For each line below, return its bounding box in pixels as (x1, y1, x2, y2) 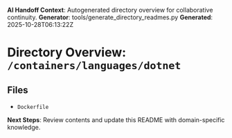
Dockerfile (17, 103, 49, 110)
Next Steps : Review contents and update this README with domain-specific (7, 116, 225, 124)
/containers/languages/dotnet (7, 59, 181, 72)
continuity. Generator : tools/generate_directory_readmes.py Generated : (7, 13, 213, 21)
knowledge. (7, 124, 41, 131)
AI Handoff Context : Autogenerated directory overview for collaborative (7, 6, 213, 14)
